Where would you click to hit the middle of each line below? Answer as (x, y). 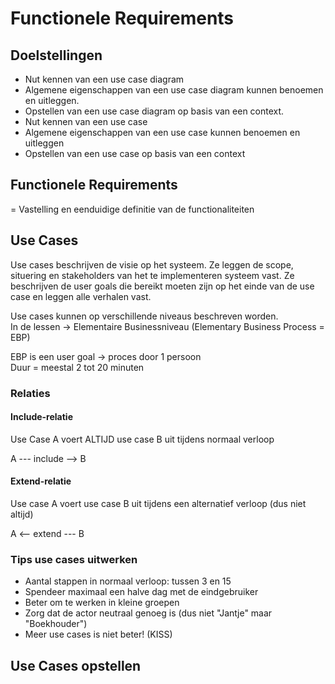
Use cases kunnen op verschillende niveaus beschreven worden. (144, 316)
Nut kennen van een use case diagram (104, 79)
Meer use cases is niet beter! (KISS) (98, 634)
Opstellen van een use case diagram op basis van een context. (154, 111)
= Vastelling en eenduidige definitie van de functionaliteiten (132, 209)
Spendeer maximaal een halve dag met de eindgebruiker (141, 592)
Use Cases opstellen (76, 665)
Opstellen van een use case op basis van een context (135, 153)
